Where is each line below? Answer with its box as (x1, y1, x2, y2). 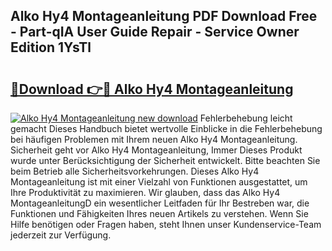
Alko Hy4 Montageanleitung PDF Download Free (10, 8, 318, 25)
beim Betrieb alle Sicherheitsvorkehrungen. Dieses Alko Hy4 (10, 165, 260, 177)
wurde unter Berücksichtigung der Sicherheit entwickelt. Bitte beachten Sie (10, 155, 321, 166)
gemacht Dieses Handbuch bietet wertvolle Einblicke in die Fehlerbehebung (10, 123, 323, 134)
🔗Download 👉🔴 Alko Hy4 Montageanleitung (10, 80, 294, 98)
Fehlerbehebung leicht (199, 112, 293, 124)
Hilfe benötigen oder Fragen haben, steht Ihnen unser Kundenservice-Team (10, 219, 322, 230)
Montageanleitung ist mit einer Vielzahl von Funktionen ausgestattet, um (10, 176, 308, 188)
